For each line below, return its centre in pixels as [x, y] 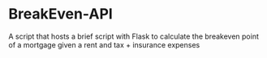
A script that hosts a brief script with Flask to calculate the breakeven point [134, 36]
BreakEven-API [61, 14]
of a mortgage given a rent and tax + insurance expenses [104, 44]
